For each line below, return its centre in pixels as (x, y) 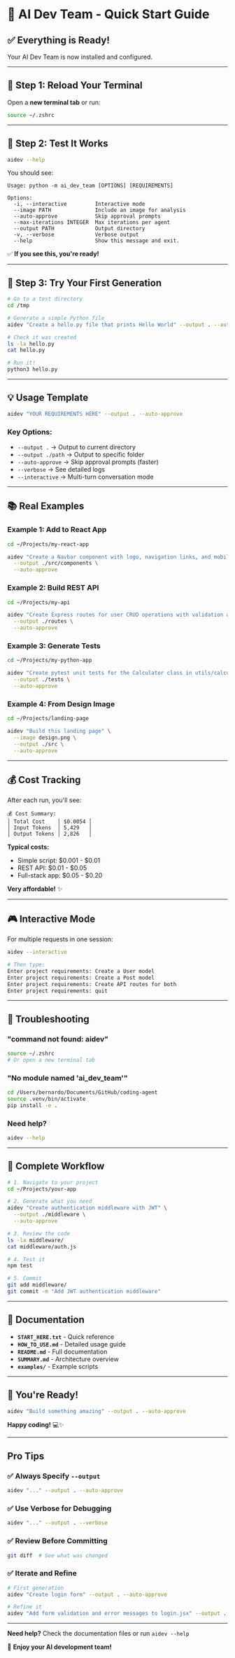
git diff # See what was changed (58, 1555)
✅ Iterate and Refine (42, 1573)
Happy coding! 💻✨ (36, 1425)
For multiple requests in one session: (60, 939)
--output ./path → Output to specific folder (81, 455)
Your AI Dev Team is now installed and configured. (80, 57)
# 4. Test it (26, 1259)
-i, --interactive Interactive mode (79, 204)
